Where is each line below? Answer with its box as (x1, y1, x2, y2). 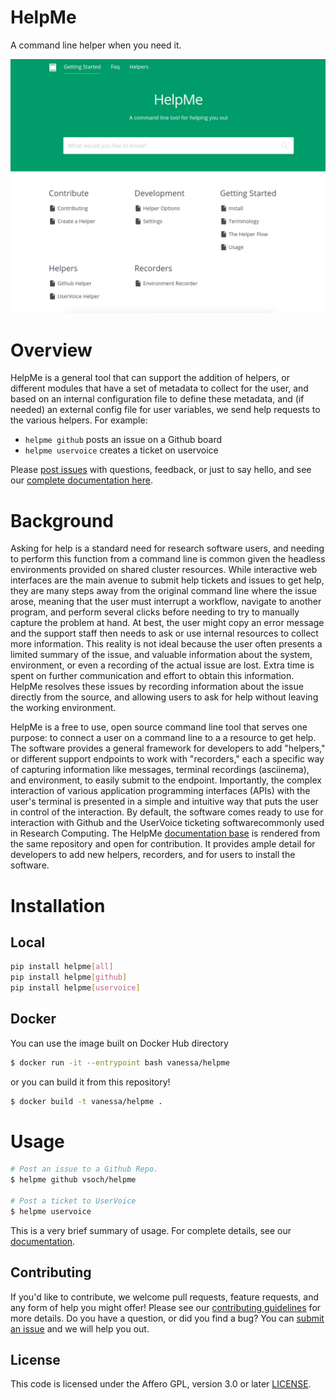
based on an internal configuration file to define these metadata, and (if (10, 393, 305, 405)
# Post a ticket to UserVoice (10, 1196, 137, 1206)
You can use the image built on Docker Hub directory (10, 1037, 229, 1049)
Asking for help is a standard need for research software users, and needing (10, 542, 325, 555)
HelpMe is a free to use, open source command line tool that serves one (10, 721, 308, 733)
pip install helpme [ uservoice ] (10, 983, 141, 993)
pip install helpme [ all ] (10, 962, 114, 972)
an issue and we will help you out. (10, 1322, 150, 1335)
